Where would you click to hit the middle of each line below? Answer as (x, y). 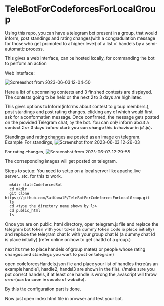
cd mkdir (18, 189)
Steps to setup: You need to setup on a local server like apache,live (73, 171)
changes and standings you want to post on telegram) (59, 254)
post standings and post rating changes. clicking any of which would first (79, 112)
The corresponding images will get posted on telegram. (61, 161)
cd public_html (25, 210)
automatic (15, 49)
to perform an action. (26, 63)
